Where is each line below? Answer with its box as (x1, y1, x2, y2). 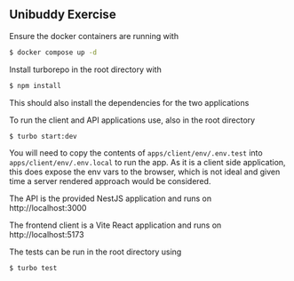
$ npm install (9, 81, 62, 90)
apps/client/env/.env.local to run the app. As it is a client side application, (9, 157, 286, 168)
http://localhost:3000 (9, 203, 87, 213)
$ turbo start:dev (9, 132, 77, 140)
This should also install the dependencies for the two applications (9, 97, 250, 108)
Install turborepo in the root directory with (9, 64, 162, 75)
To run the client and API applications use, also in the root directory (9, 115, 256, 125)
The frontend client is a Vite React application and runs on (9, 220, 222, 230)
